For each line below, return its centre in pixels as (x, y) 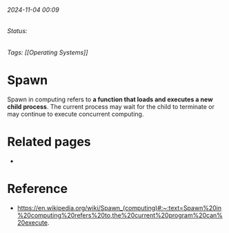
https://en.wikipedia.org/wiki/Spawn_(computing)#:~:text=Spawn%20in (119, 207)
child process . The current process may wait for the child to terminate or (111, 106)
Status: (17, 31)
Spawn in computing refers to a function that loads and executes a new (110, 99)
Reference (37, 189)
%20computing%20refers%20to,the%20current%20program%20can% (120, 215)
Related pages (49, 142)
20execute (32, 222)
